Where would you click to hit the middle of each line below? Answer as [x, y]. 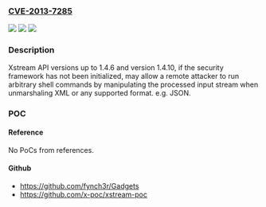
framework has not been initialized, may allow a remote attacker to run [124, 76]
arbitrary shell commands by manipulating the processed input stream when [133, 84]
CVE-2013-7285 [41, 11]
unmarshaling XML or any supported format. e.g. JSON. [100, 92]
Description [31, 50]
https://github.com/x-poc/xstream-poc [83, 194]
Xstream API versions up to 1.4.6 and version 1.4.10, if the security [116, 67]
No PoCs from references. [51, 150]
